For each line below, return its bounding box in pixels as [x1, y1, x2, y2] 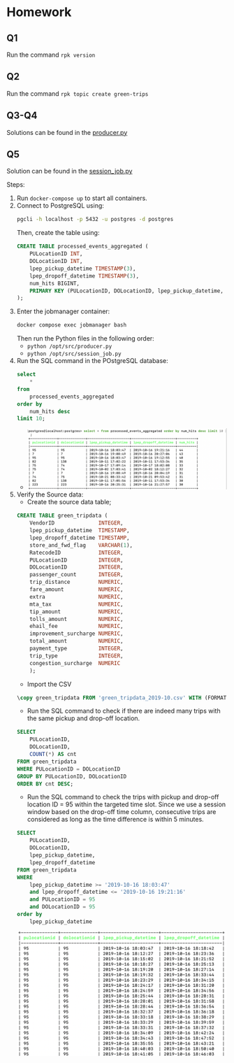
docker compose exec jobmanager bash [16, 322, 127, 329]
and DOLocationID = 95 [29, 904, 96, 911]
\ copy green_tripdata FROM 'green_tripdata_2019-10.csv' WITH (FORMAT [16, 694, 227, 701]
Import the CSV [27, 680, 72, 688]
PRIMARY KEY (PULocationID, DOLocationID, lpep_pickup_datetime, [29, 287, 224, 294]
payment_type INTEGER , [29, 645, 124, 652]
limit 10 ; [16, 415, 46, 422]
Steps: [6, 180, 25, 189]
